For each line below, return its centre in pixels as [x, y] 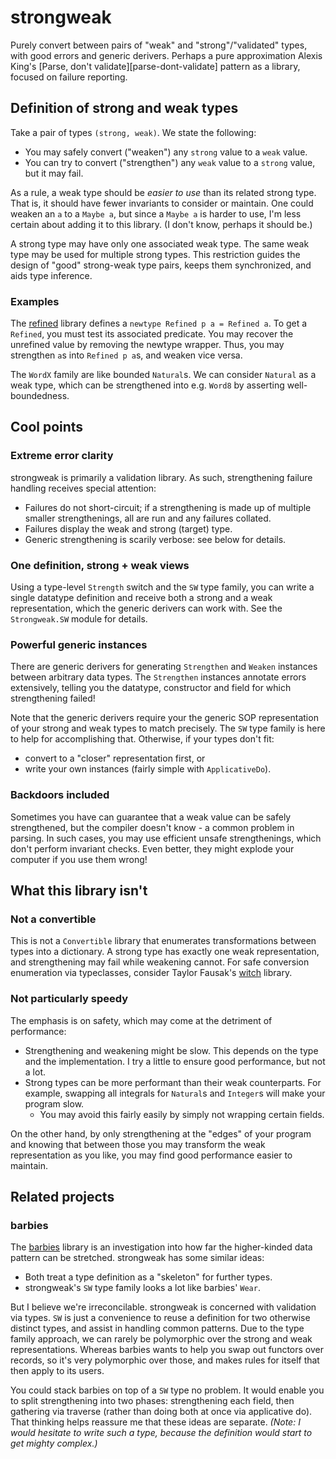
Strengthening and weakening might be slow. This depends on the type [171, 1050]
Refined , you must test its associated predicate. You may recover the [152, 334]
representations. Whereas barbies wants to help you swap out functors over [167, 1350]
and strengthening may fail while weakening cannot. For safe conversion [160, 962]
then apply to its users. [57, 1371]
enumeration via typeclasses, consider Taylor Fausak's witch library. [151, 973]
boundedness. [40, 396]
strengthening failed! [53, 698]
